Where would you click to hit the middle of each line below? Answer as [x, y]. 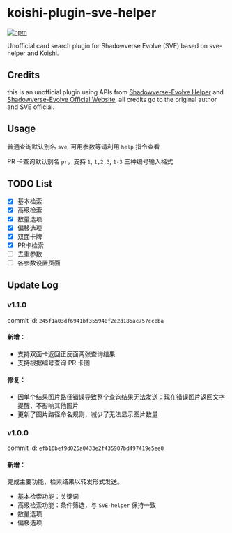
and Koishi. [43, 53]
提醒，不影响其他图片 [48, 405]
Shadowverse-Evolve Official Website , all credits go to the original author [112, 99]
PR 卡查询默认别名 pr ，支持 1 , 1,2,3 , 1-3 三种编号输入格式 [90, 161]
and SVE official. [31, 107]
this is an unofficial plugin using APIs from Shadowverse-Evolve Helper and [116, 92]
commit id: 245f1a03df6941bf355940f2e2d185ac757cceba [86, 320]
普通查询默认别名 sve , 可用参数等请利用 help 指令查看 [84, 146]
